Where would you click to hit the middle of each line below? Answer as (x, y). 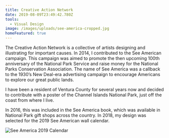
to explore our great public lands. (40, 80)
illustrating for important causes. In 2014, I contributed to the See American (83, 53)
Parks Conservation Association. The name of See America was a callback (83, 69)
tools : (12, 19)
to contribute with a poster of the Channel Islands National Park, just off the (84, 95)
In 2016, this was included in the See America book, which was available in (83, 110)
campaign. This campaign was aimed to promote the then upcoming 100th (82, 58)
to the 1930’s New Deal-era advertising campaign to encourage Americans (83, 74)
